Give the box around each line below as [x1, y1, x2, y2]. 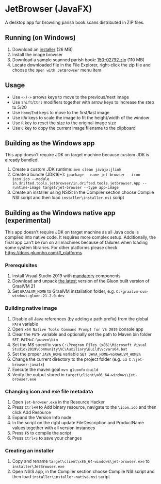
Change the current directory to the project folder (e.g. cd [12, 356, 127, 362]
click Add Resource [12, 409, 51, 416]
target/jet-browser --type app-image [43, 185, 119, 190]
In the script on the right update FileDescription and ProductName [12, 420, 144, 426]
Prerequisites [5, 262, 37, 269]
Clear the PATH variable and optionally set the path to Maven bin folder [12, 331, 152, 337]
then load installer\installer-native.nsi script [12, 474, 110, 480]
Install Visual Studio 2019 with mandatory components [12, 273, 121, 279]
